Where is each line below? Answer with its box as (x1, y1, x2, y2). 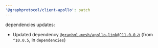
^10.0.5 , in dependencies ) (12, 37, 66, 43)
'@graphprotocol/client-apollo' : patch (5, 7, 91, 13)
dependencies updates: (5, 21, 55, 28)
